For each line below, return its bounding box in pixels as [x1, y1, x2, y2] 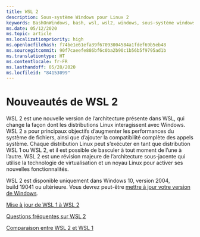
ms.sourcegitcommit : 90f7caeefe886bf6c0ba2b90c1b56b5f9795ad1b [6, 48, 167, 54]
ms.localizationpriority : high [6, 36, 84, 42]
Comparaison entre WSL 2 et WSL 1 [6, 224, 94, 232]
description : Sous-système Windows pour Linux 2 [6, 14, 129, 20]
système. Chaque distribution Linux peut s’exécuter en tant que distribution [6, 141, 190, 148]
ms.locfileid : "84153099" [6, 70, 70, 76]
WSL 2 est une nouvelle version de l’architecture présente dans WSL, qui [6, 115, 185, 122]
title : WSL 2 [6, 8, 39, 15]
